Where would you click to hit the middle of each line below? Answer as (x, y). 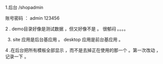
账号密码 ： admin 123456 (32, 18)
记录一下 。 (17, 56)
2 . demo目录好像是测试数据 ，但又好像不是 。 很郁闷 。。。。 (67, 29)
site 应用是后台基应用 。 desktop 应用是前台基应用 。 (68, 40)
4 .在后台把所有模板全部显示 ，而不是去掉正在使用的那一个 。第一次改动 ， (83, 50)
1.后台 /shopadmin (24, 7)
